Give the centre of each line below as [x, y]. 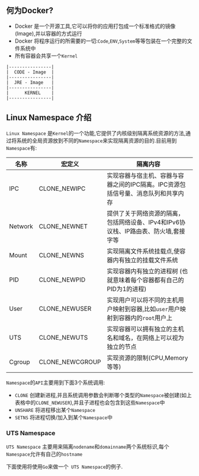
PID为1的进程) [127, 289]
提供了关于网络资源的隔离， [146, 213]
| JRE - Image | [30, 82]
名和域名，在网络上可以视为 [146, 338]
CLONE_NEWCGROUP [70, 362]
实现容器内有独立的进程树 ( [145, 271]
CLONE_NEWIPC [62, 189]
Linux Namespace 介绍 [49, 118]
